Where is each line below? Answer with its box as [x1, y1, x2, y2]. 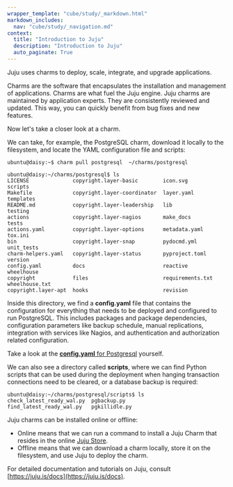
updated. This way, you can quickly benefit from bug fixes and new [7, 104, 200, 112]
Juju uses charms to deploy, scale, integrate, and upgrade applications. [7, 67, 212, 77]
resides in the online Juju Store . [17, 436, 109, 445]
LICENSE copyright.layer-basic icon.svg [7, 177, 188, 184]
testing [7, 207, 30, 214]
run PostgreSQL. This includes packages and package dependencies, [7, 314, 207, 322]
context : [7, 29, 33, 37]
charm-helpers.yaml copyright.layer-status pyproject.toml [7, 250, 207, 257]
